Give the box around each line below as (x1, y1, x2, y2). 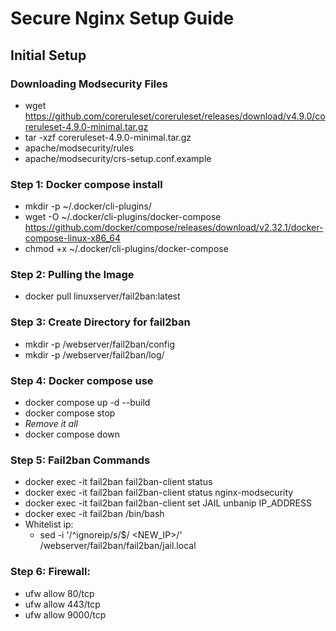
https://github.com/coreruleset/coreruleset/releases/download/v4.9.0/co (24, 110, 326, 122)
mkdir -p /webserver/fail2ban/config (24, 338, 176, 350)
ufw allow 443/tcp (24, 598, 101, 610)
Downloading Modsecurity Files (10, 77, 168, 91)
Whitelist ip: (24, 518, 74, 531)
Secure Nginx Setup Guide (10, 7, 235, 30)
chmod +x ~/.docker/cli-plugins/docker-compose (24, 243, 229, 255)
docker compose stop (24, 407, 116, 419)
